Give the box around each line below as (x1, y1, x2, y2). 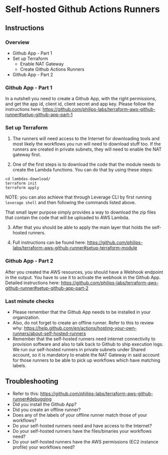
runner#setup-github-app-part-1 (5, 112, 73, 118)
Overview (5, 39, 30, 46)
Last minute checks (5, 297, 54, 304)
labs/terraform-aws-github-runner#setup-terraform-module (12, 245, 137, 251)
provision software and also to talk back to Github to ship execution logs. (12, 341, 163, 347)
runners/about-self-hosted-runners (12, 331, 87, 337)
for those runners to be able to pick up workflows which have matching (12, 357, 160, 363)
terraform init (5, 181, 37, 186)
